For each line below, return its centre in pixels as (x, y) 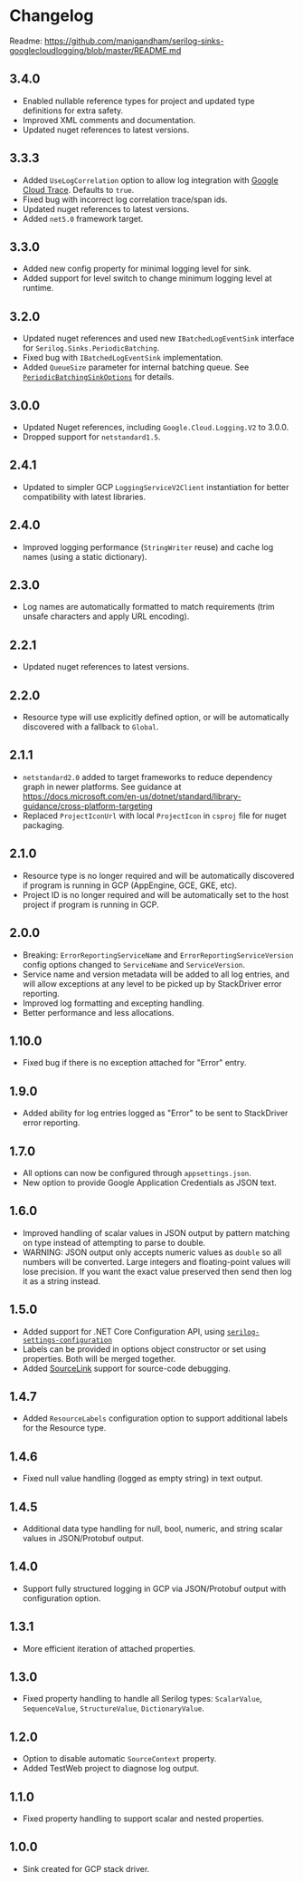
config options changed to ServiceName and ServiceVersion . (134, 964)
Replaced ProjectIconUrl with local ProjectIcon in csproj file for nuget (154, 816)
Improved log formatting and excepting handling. (114, 1003)
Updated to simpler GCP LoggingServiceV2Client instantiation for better (156, 487)
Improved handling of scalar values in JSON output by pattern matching (156, 1232)
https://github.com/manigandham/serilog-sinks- (134, 41)
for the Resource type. (64, 1428)
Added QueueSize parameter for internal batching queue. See (136, 367)
